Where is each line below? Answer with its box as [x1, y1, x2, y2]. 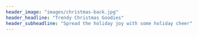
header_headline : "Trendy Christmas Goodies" [6, 15, 124, 21]
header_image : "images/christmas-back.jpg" [6, 9, 119, 15]
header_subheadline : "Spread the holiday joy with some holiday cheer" [6, 20, 192, 26]
